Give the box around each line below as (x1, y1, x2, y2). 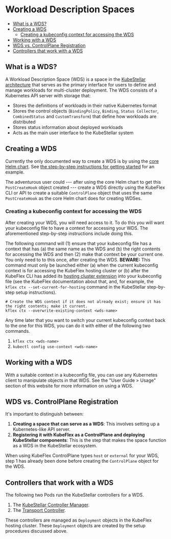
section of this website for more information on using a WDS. (5, 382, 134, 389)
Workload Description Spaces (5, 4, 135, 15)
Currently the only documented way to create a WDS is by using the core (5, 158, 159, 164)
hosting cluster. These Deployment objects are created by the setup (5, 523, 146, 529)
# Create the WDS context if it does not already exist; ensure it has (5, 299, 161, 304)
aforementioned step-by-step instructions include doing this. (5, 230, 133, 236)
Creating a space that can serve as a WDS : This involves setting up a (12, 421, 160, 427)
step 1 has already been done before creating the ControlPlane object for (5, 458, 159, 464)
